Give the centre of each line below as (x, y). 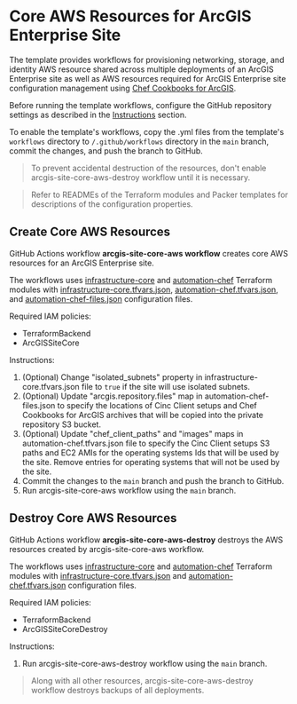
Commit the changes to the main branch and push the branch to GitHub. (153, 480)
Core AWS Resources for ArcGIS (130, 16)
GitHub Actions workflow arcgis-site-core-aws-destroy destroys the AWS (146, 540)
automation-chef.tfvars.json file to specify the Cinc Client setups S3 (146, 443)
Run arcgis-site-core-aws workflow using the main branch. (129, 490)
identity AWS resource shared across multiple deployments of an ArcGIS (142, 69)
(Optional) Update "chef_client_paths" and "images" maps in (133, 433)
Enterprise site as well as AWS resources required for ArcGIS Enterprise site (148, 78)
